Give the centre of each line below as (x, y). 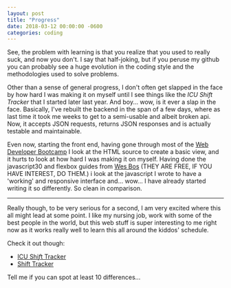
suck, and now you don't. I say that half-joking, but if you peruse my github (113, 60)
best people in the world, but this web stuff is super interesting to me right (112, 223)
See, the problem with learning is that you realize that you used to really (109, 52)
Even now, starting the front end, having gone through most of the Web (108, 144)
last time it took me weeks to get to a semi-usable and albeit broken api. (109, 117)
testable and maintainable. (45, 131)
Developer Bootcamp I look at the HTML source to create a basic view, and (113, 152)
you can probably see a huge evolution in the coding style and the (101, 67)
